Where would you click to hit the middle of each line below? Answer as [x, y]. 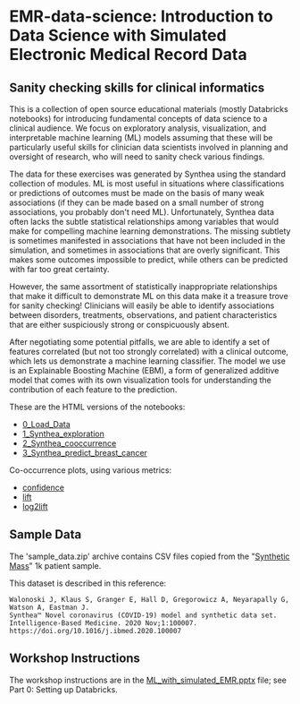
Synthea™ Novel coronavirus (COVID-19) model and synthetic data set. [143, 615]
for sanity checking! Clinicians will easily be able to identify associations [142, 305]
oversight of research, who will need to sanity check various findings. [137, 157]
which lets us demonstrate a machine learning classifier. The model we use [147, 361]
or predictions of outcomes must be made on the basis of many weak [137, 193]
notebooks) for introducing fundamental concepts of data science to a [138, 119]
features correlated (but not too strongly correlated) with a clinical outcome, [149, 352]
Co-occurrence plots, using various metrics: [91, 470]
